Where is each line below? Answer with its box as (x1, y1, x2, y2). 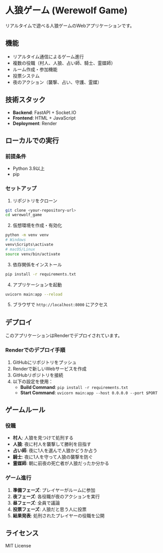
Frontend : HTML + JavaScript (12, 114, 76, 121)
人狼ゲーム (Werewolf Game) (5, 5, 128, 16)
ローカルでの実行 (5, 136, 59, 145)
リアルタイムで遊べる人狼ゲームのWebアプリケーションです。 (5, 22, 135, 29)
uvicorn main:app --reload (5, 292, 63, 297)
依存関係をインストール (12, 261, 62, 267)
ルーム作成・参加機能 (12, 66, 58, 72)
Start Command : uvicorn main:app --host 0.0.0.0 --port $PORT (20, 389, 158, 396)
